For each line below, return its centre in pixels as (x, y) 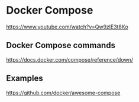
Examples (25, 79)
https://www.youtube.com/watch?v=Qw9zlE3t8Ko (67, 27)
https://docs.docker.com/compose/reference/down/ (70, 59)
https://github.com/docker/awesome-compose (63, 93)
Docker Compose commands (61, 45)
